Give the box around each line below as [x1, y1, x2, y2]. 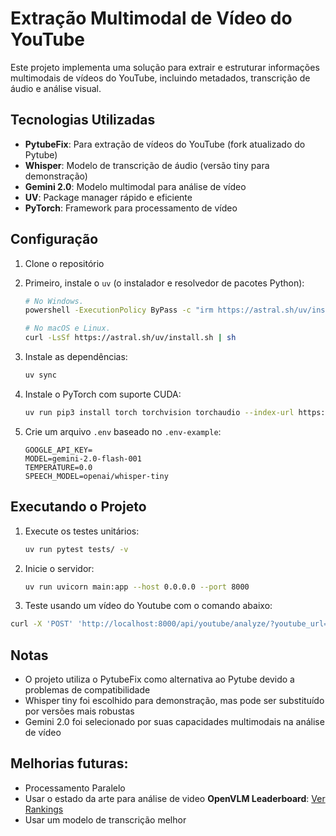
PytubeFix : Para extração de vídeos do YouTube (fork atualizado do [24, 138, 306, 150]
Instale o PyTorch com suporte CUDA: [24, 388, 182, 400]
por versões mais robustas [24, 705, 135, 717]
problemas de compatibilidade [24, 684, 151, 696]
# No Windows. [24, 296, 84, 306]
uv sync [24, 370, 57, 381]
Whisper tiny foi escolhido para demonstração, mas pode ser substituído [24, 695, 325, 707]
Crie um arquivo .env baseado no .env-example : [24, 425, 222, 437]
